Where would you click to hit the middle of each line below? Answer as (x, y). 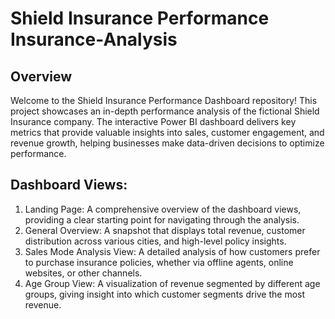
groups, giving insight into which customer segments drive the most (165, 294)
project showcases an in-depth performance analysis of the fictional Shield (165, 111)
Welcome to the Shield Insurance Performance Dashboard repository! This (164, 100)
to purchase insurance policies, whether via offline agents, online (159, 262)
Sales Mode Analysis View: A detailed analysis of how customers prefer (172, 251)
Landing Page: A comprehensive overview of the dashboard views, (163, 209)
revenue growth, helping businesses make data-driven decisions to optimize (167, 143)
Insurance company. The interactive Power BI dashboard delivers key (153, 121)
